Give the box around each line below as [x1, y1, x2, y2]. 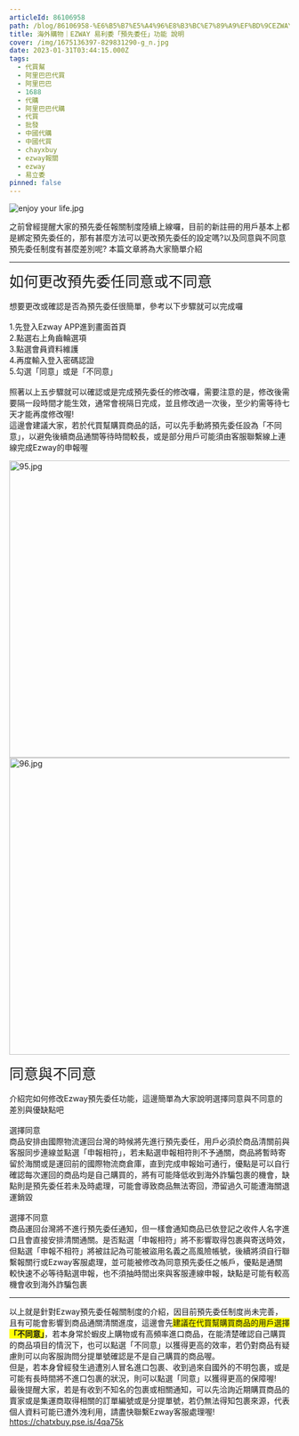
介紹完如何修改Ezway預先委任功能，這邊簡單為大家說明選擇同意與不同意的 [9, 1093, 283, 1104]
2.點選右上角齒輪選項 [9, 333, 87, 344]
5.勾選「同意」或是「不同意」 [9, 366, 117, 377]
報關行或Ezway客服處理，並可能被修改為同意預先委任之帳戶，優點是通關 [16, 1257, 283, 1268]
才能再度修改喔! [16, 409, 75, 419]
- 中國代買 [17, 137, 53, 146]
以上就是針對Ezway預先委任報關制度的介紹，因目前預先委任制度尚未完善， [9, 1306, 283, 1318]
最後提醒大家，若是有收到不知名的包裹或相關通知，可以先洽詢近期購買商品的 [9, 1384, 290, 1395]
